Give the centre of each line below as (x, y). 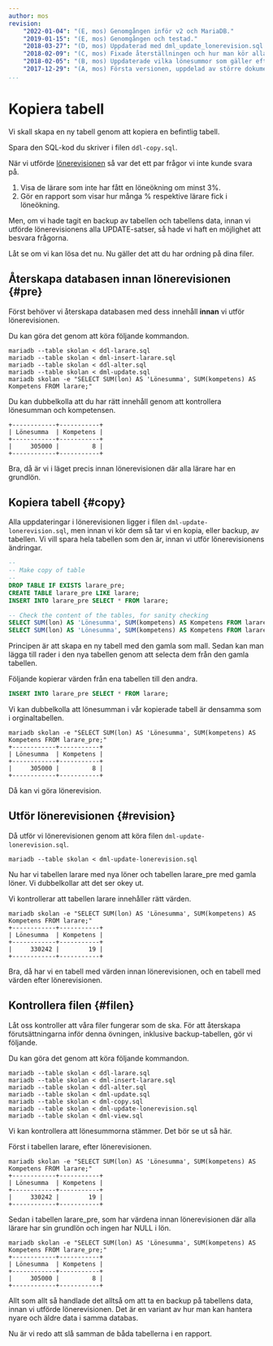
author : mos (28, 16)
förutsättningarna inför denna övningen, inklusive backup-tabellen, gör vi (131, 1034)
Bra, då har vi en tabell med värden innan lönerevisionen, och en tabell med (135, 971)
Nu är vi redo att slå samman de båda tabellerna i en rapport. (110, 1333)
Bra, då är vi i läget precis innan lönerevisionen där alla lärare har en (122, 468)
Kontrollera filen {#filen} (71, 1006)
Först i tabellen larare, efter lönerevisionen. (80, 1146)
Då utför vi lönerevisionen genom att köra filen (86, 836)
